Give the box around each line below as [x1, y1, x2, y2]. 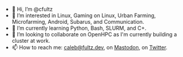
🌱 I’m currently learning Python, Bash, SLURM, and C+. [11, 24, 147, 31]
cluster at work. [11, 37, 51, 44]
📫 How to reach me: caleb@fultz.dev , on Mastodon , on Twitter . [11, 44, 168, 50]
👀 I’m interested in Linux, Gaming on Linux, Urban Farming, [11, 12, 156, 19]
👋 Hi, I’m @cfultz [11, 6, 53, 12]
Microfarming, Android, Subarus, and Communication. [11, 18, 144, 25]
